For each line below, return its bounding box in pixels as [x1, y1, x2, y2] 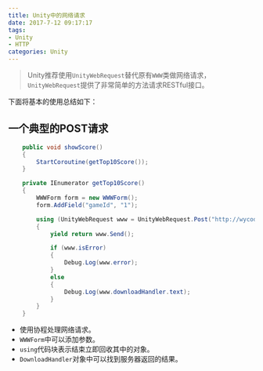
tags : [8, 26, 26, 34]
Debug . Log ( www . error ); [63, 259, 139, 267]
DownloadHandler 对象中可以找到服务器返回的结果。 [19, 355, 182, 364]
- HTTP [8, 41, 30, 49]
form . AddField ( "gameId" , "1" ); [36, 201, 139, 209]
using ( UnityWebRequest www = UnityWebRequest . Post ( [36, 215, 212, 224]
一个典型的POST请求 [8, 122, 109, 136]
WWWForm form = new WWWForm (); [36, 194, 139, 202]
